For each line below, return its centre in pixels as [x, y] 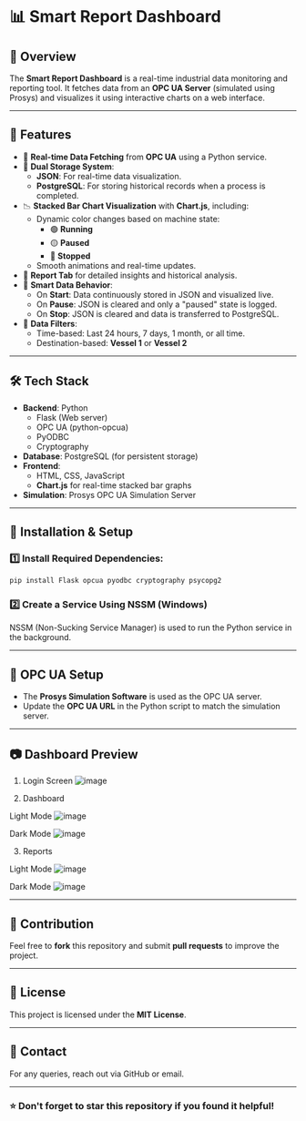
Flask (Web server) [72, 417]
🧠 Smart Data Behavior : [68, 285]
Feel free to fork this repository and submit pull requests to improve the [144, 945]
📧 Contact [38, 1052]
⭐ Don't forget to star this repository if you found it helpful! [142, 1106]
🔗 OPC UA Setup [56, 674]
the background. [41, 637]
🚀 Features [41, 135]
